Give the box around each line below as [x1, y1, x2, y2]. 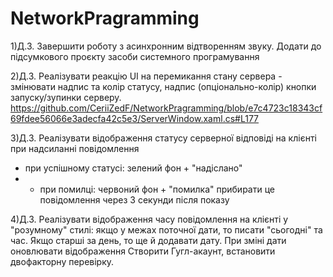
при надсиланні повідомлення [10, 142, 140, 154]
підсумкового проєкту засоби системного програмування [10, 50, 260, 62]
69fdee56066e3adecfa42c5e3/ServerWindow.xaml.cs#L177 [10, 112, 260, 124]
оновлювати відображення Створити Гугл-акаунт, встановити [10, 245, 276, 257]
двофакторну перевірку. [10, 255, 115, 267]
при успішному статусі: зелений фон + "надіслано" [24, 162, 243, 174]
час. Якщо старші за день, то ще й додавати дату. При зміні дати [10, 234, 287, 246]
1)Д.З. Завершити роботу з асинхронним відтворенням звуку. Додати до [10, 40, 322, 52]
